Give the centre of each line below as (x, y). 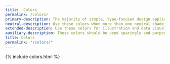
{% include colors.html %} (33, 56)
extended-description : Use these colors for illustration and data (78, 28)
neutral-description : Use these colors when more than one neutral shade (85, 24)
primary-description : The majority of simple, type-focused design (78, 19)
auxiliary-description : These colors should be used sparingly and (78, 33)
